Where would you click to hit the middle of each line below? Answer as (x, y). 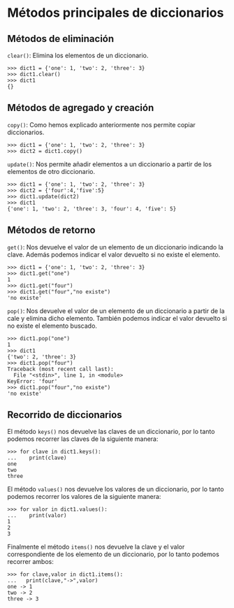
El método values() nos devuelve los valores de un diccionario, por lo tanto (116, 489)
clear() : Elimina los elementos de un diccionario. (78, 55)
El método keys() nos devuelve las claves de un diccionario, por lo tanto (111, 432)
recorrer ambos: (31, 562)
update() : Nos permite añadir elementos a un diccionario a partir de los (109, 164)
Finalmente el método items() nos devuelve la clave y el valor (96, 547)
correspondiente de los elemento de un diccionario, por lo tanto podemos (114, 554)
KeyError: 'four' (32, 381)
